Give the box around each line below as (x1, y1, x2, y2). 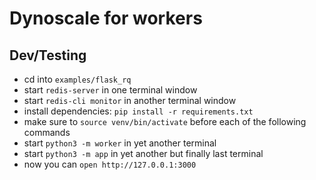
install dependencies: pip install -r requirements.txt (23, 105, 254, 117)
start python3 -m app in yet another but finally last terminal (23, 148, 264, 159)
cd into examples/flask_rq (23, 73, 132, 85)
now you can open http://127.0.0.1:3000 (23, 158, 197, 170)
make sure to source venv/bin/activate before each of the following (23, 116, 307, 127)
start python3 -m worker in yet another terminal (23, 137, 217, 149)
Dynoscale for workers (9, 7, 203, 30)
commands (23, 127, 71, 138)
